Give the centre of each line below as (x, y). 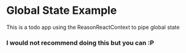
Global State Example (62, 11)
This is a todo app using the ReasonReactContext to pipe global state (93, 27)
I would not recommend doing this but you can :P (80, 43)
